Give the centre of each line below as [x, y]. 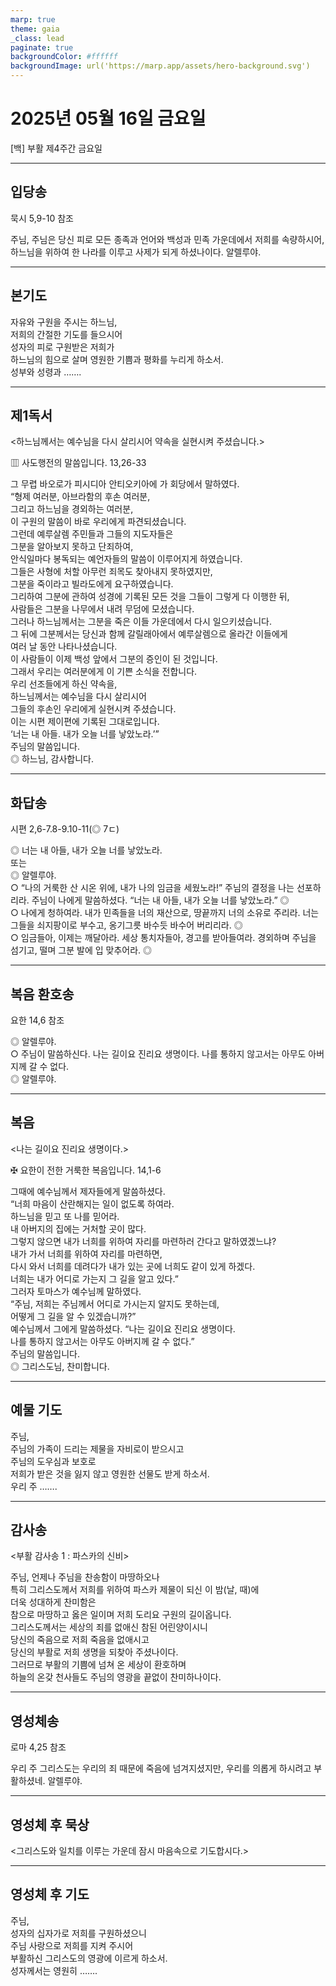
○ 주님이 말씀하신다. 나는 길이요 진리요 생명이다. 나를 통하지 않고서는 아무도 [158, 1054]
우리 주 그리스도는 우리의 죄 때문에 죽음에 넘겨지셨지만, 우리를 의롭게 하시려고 [161, 1768]
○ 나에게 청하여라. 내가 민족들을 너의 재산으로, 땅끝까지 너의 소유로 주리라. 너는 [165, 913]
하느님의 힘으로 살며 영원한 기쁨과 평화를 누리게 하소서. [117, 359]
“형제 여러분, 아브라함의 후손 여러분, [80, 497]
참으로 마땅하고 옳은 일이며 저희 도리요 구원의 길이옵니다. [121, 1615]
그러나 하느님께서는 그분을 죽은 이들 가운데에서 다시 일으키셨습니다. [141, 622]
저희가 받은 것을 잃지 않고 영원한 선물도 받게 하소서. [110, 1473]
